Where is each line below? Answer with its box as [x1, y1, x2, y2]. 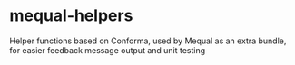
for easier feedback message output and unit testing [9, 44, 206, 55]
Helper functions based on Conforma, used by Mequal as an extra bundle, [9, 35, 287, 46]
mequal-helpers [9, 5, 133, 26]
